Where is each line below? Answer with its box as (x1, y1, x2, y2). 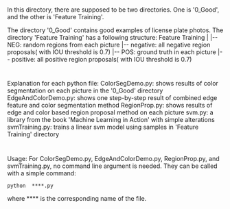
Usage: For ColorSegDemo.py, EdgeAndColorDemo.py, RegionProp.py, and (7, 154, 220, 162)
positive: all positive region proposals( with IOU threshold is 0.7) (11, 56, 192, 64)
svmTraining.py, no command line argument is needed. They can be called (7, 162, 218, 170)
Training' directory (7, 130, 60, 138)
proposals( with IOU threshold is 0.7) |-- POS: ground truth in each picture (7, 48, 216, 56)
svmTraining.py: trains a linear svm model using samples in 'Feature (7, 123, 199, 132)
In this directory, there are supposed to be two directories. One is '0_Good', (7, 5, 220, 14)
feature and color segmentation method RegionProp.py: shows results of (7, 101, 213, 110)
